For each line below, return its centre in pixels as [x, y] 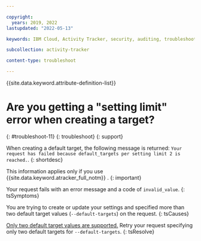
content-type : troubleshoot [41, 61]
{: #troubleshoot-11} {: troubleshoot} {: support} [65, 136]
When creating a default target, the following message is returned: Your [94, 148]
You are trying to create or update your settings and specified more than [95, 207]
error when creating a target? [80, 120]
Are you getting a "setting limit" [87, 107]
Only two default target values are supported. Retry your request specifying [100, 225]
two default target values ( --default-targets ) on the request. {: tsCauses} [98, 213]
